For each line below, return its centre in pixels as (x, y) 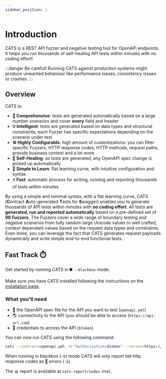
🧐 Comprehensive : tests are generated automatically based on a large (84, 116)
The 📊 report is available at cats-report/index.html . (59, 371)
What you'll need (26, 299)
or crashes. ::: (19, 79)
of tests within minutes (35, 187)
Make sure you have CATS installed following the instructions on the (74, 281)
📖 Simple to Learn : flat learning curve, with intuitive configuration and (83, 169)
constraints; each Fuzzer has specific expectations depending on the (83, 132)
